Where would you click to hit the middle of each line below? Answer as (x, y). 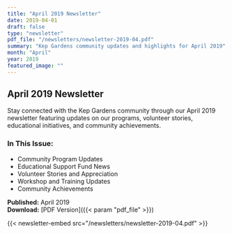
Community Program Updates (60, 159)
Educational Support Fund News (63, 166)
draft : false (26, 27)
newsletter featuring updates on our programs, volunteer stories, (100, 118)
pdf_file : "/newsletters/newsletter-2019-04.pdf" (81, 40)
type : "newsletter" (36, 33)
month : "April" (29, 53)
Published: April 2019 (38, 202)
